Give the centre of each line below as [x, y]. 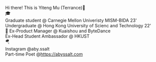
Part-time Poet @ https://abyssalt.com [44, 54]
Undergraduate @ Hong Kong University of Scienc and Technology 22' [78, 26]
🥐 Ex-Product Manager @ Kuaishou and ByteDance [58, 31]
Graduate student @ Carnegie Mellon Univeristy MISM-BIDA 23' [71, 20]
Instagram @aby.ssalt [27, 49]
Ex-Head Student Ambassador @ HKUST [47, 36]
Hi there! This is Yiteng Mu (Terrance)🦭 [45, 8]
